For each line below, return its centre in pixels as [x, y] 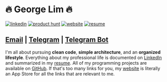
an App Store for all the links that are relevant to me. [60, 74]
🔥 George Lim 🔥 [39, 9]
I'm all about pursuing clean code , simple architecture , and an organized [83, 52]
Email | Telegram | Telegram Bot [57, 40]
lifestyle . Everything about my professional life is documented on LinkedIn [84, 58]
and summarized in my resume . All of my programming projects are [76, 63]
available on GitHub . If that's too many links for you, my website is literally [83, 68]
